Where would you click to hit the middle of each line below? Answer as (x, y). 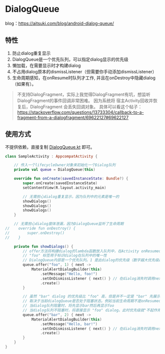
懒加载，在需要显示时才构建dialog (46, 65)
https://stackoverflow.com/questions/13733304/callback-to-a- (80, 112)
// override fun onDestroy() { (41, 228)
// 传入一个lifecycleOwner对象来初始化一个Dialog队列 (65, 165)
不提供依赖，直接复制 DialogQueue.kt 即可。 (50, 147)
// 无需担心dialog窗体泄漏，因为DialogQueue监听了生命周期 (69, 224)
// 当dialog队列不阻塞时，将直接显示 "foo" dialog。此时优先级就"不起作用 (92, 310)
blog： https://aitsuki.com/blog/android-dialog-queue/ (60, 23)
